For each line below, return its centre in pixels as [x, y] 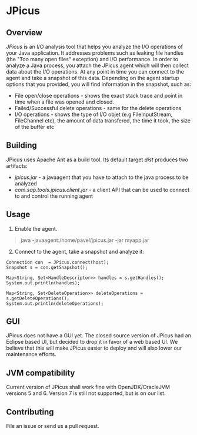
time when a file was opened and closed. [64, 102]
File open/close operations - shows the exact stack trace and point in [98, 96]
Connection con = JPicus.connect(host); [58, 262]
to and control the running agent [54, 196]
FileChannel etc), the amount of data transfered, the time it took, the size [103, 121]
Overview [24, 33]
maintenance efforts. [31, 354]
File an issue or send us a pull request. [53, 426]
